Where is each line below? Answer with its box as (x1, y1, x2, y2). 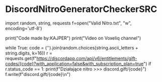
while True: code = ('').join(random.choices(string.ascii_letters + (5, 44, 138, 50)
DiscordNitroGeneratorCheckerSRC (5, 3, 157, 15)
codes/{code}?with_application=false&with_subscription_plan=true (5, 60, 144, 66)
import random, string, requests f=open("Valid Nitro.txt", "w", (5, 20, 132, 26)
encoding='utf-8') (5, 25, 42, 31)
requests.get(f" (5, 55, 37, 61)
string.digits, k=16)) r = (5, 50, 53, 56)
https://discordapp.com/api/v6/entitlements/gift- (36, 55, 137, 61)
